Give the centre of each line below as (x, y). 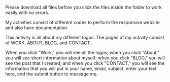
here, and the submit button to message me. (52, 74)
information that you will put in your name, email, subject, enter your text (81, 68)
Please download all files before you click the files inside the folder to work (83, 7)
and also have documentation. (37, 28)
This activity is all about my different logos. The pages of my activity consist (85, 37)
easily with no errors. (27, 13)
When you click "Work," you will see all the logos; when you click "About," (82, 53)
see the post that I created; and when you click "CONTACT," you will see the (85, 63)
